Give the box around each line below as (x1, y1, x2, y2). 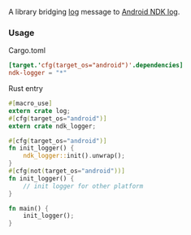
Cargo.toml (8, 46, 46, 55)
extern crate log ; (8, 107, 71, 115)
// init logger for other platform (23, 182, 144, 190)
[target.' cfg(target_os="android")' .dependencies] (8, 61, 184, 70)
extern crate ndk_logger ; (8, 122, 96, 130)
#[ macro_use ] (8, 99, 53, 108)
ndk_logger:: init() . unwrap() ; (23, 152, 126, 160)
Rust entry (8, 84, 43, 94)
